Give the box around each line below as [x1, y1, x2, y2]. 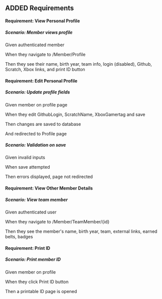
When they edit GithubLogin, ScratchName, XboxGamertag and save [5, 111, 145, 117]
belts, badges [5, 234, 33, 240]
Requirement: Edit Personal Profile [5, 78, 78, 84]
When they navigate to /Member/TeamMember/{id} [5, 219, 110, 225]
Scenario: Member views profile [5, 29, 73, 35]
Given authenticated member [5, 42, 65, 48]
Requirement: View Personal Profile [5, 17, 80, 24]
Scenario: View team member [5, 197, 68, 202]
